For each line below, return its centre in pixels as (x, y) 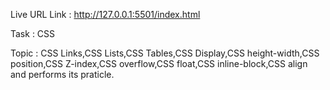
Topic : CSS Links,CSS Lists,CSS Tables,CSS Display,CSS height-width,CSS (165, 53)
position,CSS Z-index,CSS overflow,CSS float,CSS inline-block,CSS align (159, 63)
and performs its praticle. (62, 74)
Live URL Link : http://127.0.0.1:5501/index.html (105, 14)
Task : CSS (33, 33)
